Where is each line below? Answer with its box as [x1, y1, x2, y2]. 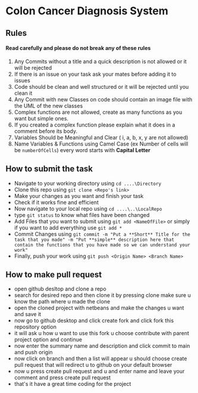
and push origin [14, 349, 53, 356]
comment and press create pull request [14, 374, 111, 381]
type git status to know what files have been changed [14, 211, 150, 218]
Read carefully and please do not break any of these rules [5, 45, 151, 52]
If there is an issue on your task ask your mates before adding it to [14, 70, 177, 78]
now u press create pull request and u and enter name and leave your [14, 368, 185, 375]
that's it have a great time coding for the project [14, 380, 131, 388]
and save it [14, 311, 42, 318]
